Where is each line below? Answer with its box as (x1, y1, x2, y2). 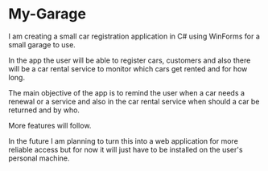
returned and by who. (8, 105, 80, 115)
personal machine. (8, 153, 70, 163)
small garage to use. (8, 39, 76, 49)
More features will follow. (8, 120, 92, 130)
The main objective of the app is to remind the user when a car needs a (8, 88, 245, 97)
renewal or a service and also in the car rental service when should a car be (8, 96, 260, 106)
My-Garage (8, 5, 87, 23)
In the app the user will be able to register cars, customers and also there (8, 55, 251, 65)
